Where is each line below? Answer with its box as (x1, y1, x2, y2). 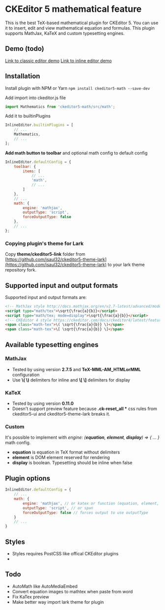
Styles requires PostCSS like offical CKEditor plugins (12, 550, 119, 556)
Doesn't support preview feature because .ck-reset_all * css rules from (12, 406, 157, 412)
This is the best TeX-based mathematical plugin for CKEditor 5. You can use (5, 20, 159, 26)
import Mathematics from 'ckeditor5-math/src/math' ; (5, 104, 115, 109)
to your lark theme (108, 262, 145, 267)
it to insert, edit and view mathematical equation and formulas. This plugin (5, 25, 155, 31)
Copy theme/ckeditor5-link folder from (5, 251, 85, 257)
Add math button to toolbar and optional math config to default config (5, 150, 148, 156)
